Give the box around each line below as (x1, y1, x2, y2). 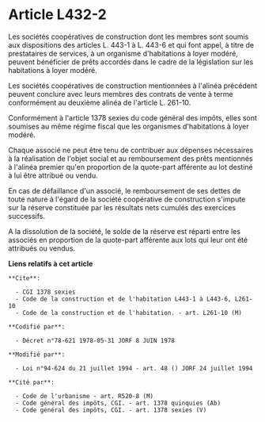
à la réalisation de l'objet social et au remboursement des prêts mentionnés (8, 153, 253, 163)
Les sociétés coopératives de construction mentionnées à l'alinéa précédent (8, 81, 257, 90)
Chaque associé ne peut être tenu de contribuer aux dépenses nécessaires (8, 145, 254, 155)
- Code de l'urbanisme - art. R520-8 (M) (15, 392, 154, 400)
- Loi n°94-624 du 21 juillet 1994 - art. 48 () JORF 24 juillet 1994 (15, 364, 253, 372)
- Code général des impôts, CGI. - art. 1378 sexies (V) (15, 406, 207, 414)
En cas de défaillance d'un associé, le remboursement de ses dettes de (8, 186, 241, 195)
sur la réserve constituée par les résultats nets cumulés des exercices (8, 202, 236, 212)
